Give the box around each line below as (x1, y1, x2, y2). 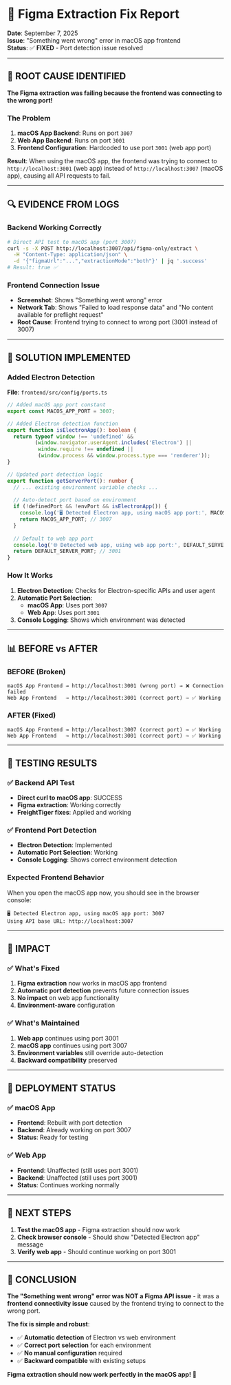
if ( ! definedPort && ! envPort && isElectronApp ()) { (13, 503, 168, 510)
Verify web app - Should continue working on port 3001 (16, 1247, 177, 1256)
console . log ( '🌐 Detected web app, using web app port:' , (13, 541, 181, 548)
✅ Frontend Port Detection (7, 826, 98, 835)
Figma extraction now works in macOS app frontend (16, 979, 167, 988)
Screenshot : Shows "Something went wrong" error (16, 296, 163, 304)
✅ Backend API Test (7, 778, 75, 787)
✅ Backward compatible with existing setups (16, 1357, 146, 1365)
